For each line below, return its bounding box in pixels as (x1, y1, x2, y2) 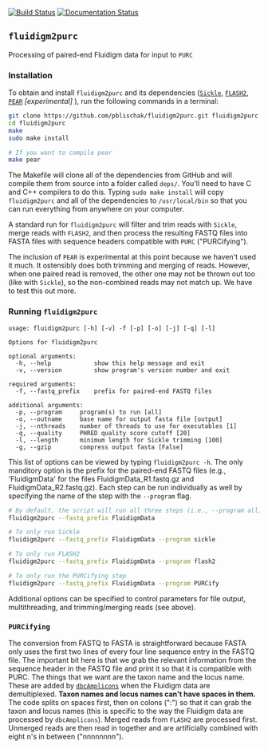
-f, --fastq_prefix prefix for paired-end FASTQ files (15, 387, 213, 395)
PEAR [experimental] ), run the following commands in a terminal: (8, 97, 219, 106)
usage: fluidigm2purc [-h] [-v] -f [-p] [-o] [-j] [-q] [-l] (8, 324, 216, 332)
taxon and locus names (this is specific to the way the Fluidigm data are (8, 706, 244, 715)
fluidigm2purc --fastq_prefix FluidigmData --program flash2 (8, 557, 216, 566)
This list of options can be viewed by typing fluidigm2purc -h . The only (8, 457, 243, 466)
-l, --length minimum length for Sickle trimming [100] (15, 436, 223, 444)
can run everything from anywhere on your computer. (8, 204, 185, 214)
